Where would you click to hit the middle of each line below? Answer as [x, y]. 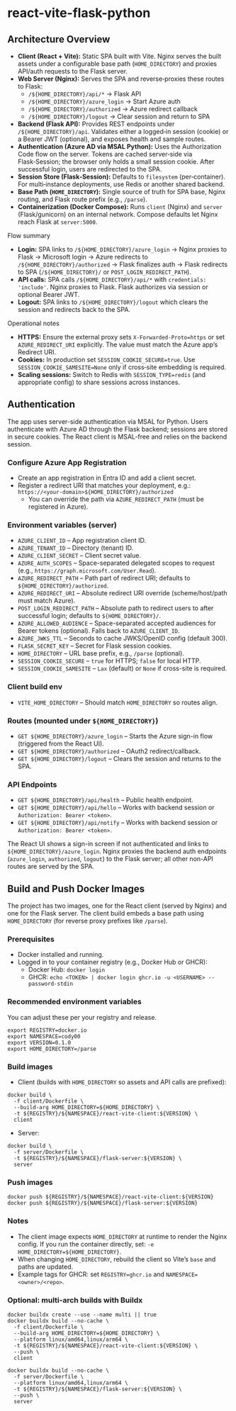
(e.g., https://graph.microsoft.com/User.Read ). [87, 570]
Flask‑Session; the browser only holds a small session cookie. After [116, 162]
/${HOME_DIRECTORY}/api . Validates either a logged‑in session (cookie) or [123, 131]
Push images [30, 1182]
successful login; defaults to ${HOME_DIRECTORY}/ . [89, 616]
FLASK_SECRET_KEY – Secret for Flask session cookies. [95, 646]
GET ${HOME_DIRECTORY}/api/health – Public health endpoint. [105, 800]
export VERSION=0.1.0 [39, 1042]
